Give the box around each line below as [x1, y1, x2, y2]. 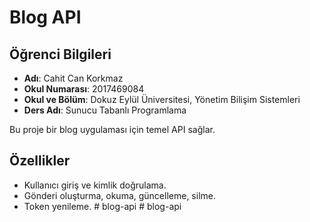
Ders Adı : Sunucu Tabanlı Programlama [23, 104, 187, 116]
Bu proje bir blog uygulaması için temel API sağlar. [9, 124, 216, 135]
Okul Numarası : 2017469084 [23, 83, 145, 95]
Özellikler [9, 152, 71, 170]
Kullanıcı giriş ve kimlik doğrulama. [23, 179, 167, 191]
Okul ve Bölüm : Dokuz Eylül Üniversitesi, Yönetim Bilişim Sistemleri [23, 94, 301, 105]
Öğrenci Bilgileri [9, 46, 112, 63]
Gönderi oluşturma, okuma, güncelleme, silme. [23, 189, 216, 201]
